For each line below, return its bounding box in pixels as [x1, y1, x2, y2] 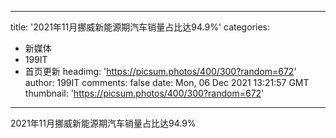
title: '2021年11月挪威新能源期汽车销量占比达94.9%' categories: [10, 21, 270, 33]
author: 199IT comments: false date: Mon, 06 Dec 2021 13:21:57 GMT [24, 77, 310, 88]
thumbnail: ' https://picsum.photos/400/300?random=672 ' [24, 87, 265, 99]
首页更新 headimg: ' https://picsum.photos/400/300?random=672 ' [24, 66, 297, 77]
